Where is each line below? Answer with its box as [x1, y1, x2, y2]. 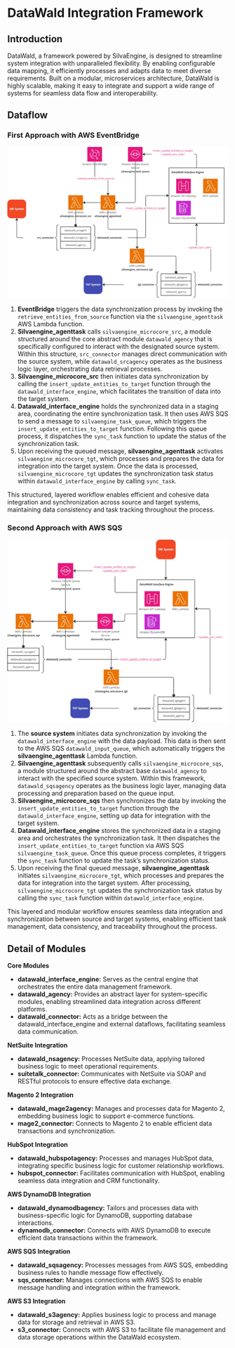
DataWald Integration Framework [7, 5, 203, 21]
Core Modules [7, 962, 50, 970]
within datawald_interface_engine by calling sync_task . [17, 477, 177, 485]
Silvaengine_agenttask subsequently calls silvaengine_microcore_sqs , [17, 759, 224, 768]
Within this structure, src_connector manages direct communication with [17, 350, 227, 358]
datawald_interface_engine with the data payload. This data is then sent [17, 737, 227, 745]
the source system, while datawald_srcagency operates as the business [17, 357, 223, 366]
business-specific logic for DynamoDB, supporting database [17, 1212, 193, 1220]
